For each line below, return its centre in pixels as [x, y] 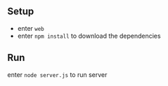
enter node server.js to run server [57, 74]
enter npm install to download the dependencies [89, 36]
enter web [31, 28]
